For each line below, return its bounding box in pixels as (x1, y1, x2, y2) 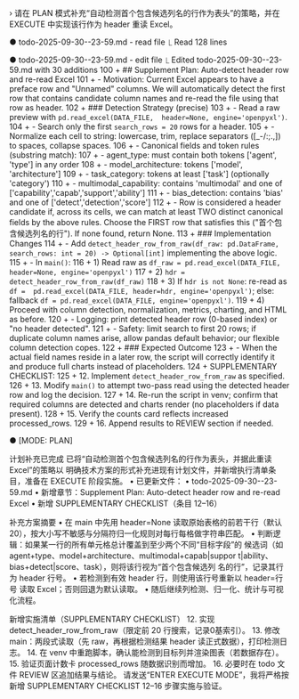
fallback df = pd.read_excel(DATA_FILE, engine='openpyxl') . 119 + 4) (9, 295, 265, 305)
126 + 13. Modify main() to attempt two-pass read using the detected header (9, 380, 290, 390)
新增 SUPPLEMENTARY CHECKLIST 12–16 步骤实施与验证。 (9, 680, 227, 691)
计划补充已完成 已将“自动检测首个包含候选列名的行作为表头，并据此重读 (9, 453, 273, 464)
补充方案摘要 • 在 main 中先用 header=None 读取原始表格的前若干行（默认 (9, 517, 283, 527)
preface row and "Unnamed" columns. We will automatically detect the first (9, 84, 286, 93)
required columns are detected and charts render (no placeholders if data (9, 399, 279, 410)
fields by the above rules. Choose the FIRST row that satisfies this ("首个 (9, 217, 275, 227)
